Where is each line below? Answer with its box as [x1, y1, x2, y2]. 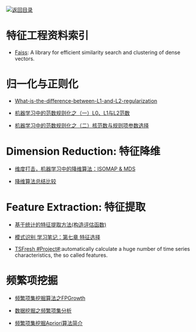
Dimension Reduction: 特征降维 [6, 145, 161, 158]
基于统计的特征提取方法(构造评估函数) [14, 221, 107, 228]
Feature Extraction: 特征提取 [6, 200, 146, 214]
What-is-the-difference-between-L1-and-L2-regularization [14, 97, 158, 104]
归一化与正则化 [6, 78, 79, 91]
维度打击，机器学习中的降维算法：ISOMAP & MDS [14, 165, 136, 172]
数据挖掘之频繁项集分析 [14, 307, 72, 314]
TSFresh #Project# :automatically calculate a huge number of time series [14, 245, 190, 252]
